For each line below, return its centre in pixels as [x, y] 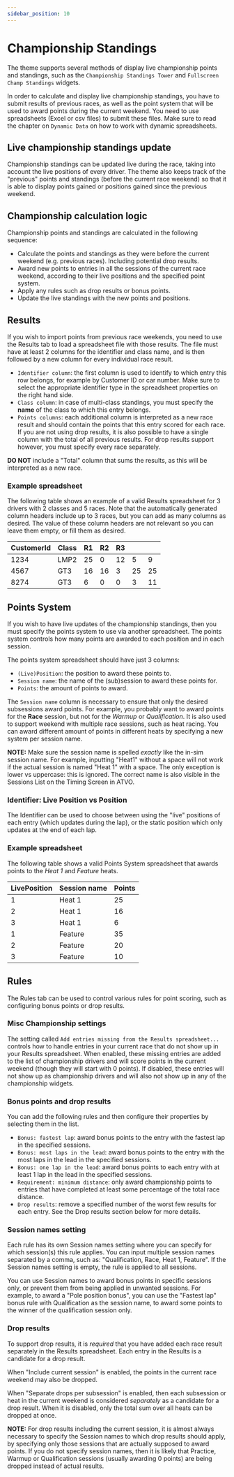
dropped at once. [32, 1415]
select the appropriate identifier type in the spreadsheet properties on [117, 387]
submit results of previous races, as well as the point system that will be [110, 103]
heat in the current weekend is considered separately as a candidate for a [113, 1400]
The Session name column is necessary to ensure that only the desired [108, 702]
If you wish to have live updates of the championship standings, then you [112, 624]
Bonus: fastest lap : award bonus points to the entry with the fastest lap [121, 1138]
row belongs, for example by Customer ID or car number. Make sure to [118, 380]
